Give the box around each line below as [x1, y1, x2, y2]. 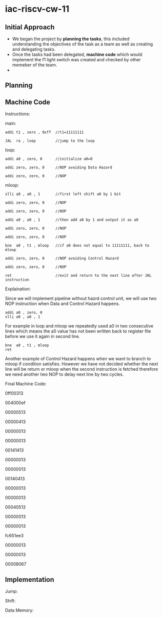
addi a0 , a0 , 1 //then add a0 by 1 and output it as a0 [5, 217, 139, 222]
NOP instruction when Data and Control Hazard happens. [5, 301, 120, 307]
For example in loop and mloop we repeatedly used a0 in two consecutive [5, 323, 154, 329]
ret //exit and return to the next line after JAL [5, 273, 152, 278]
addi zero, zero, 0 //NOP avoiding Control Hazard [5, 256, 119, 261]
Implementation [5, 575, 55, 584]
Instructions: [5, 111, 30, 117]
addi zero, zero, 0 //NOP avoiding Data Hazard [5, 165, 112, 170]
